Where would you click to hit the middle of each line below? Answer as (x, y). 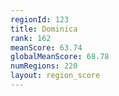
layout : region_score (55, 76)
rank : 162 (31, 38)
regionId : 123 (40, 19)
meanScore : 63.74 (46, 47)
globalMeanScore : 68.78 (60, 57)
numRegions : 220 (44, 66)
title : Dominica (44, 29)
